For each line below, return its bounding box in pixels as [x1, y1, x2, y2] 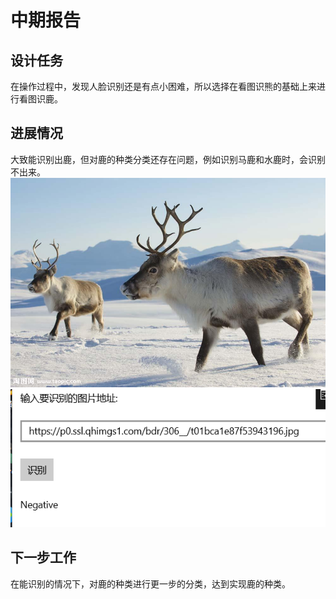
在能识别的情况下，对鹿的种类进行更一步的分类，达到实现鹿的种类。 [10, 577, 291, 590]
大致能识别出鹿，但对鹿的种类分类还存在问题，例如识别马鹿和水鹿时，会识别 [10, 153, 326, 165]
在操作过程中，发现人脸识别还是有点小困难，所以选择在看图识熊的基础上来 [10, 81, 317, 92]
